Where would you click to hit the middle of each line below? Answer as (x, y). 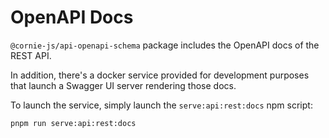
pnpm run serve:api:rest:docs (73, 123)
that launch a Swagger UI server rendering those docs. (123, 85)
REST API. (31, 55)
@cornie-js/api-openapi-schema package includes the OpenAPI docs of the (165, 45)
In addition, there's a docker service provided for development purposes (160, 75)
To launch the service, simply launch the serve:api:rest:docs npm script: (161, 105)
